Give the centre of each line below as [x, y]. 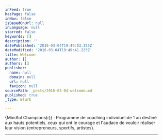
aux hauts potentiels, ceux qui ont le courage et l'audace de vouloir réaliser [80, 123]
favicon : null [24, 86]
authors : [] [17, 63]
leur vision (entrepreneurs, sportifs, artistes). [50, 128]
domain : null [23, 77]
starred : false [20, 32]
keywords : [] [18, 37]
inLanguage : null [23, 28]
